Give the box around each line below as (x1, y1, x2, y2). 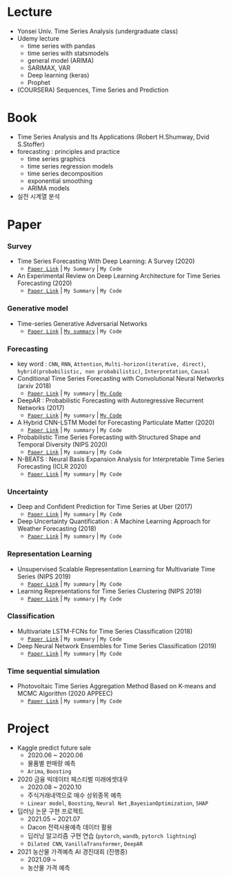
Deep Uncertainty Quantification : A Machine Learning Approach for (17, 517, 211, 525)
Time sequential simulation (7, 666, 100, 676)
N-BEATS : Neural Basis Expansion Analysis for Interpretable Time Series (17, 455, 225, 463)
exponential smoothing (27, 177, 93, 185)
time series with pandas (27, 41, 96, 50)
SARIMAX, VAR (27, 64, 71, 72)
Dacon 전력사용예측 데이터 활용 (27, 823, 112, 832)
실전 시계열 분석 (17, 192, 60, 200)
